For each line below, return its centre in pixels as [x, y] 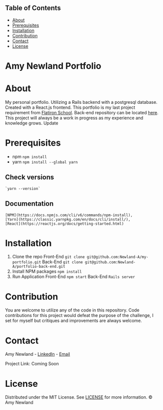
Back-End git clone [62, 262]
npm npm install [29, 157]
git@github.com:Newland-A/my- [118, 257]
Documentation [29, 204]
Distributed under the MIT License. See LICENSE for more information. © [79, 397]
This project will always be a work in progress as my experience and [74, 118]
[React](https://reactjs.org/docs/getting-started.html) [65, 223]
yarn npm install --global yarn [45, 161]
